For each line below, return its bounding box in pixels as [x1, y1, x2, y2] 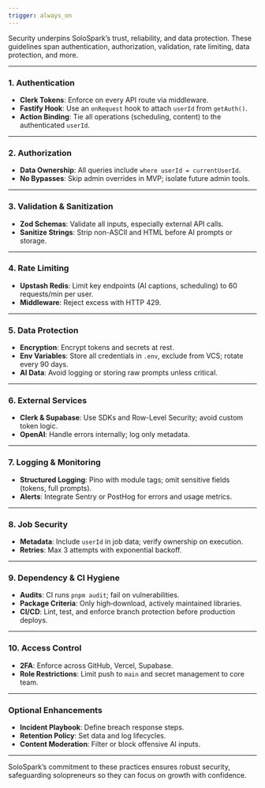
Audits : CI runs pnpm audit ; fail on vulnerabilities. [19, 590, 180, 600]
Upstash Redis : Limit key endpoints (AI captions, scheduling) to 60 [19, 281, 238, 290]
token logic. [19, 421, 58, 431]
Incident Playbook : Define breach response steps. [19, 722, 185, 732]
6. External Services [8, 395, 88, 406]
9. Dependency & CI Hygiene [8, 572, 120, 583]
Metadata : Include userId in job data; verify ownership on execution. [19, 537, 244, 546]
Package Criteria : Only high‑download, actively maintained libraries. [19, 598, 242, 609]
